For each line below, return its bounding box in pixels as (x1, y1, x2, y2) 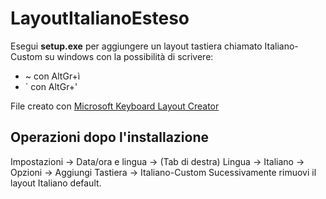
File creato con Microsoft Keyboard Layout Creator (10, 100, 220, 112)
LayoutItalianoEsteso (10, 7, 190, 30)
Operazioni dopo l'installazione (10, 129, 209, 146)
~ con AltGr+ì (24, 70, 81, 82)
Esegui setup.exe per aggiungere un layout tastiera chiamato (10, 40, 263, 52)
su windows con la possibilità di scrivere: (44, 50, 214, 62)
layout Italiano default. (10, 177, 102, 189)
